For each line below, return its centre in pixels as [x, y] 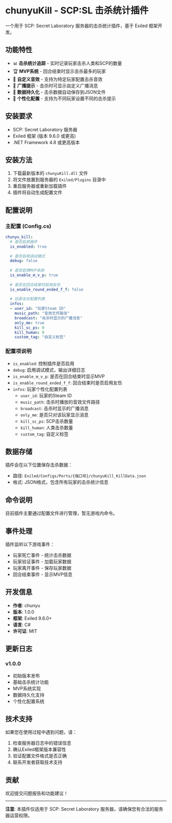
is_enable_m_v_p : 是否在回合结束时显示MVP [59, 376]
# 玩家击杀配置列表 [27, 299]
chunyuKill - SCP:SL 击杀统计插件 [77, 11]
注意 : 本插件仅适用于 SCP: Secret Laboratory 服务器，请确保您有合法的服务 [84, 809]
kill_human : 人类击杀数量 [47, 427]
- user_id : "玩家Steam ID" [38, 309]
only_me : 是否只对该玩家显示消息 [54, 415]
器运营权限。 [19, 815]
